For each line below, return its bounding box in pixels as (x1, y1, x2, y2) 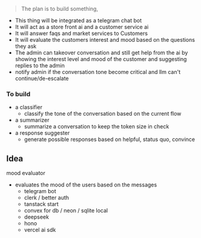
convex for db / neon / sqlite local (24, 207, 108, 214)
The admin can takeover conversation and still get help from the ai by (15, 49, 188, 56)
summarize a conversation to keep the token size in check (24, 123, 170, 130)
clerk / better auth (24, 194, 70, 202)
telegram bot (24, 188, 56, 195)
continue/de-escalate (15, 75, 69, 82)
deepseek (24, 213, 50, 220)
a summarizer (15, 116, 50, 124)
